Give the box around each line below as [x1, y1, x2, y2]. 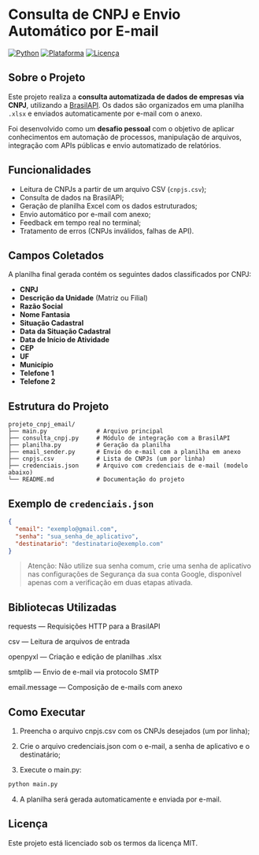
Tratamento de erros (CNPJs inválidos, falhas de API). [19, 226, 194, 235]
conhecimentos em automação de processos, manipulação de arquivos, [8, 132, 242, 142]
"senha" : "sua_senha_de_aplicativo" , [15, 533, 139, 540]
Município [19, 360, 54, 370]
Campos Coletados [8, 249, 105, 262]
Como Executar [8, 706, 86, 719]
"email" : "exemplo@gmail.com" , [15, 525, 118, 533]
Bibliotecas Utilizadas [8, 600, 117, 614]
